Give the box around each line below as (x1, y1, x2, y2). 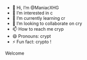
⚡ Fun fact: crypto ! (12, 39, 52, 45)
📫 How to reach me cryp (12, 26, 64, 32)
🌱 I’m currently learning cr (12, 15, 66, 21)
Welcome (5, 50, 25, 56)
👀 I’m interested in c (12, 10, 53, 16)
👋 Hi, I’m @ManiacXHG (12, 5, 59, 10)
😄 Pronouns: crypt (12, 33, 51, 39)
